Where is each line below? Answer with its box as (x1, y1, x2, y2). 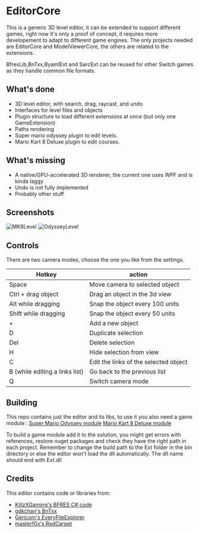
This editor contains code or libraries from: (6, 490, 111, 497)
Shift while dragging (9, 310, 65, 318)
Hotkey (36, 270, 57, 279)
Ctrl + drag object (9, 290, 58, 298)
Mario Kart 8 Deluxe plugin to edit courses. (14, 138, 120, 145)
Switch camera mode (89, 377, 149, 385)
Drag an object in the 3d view (89, 290, 172, 298)
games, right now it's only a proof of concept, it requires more (6, 30, 159, 37)
